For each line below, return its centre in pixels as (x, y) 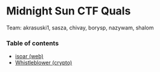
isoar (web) (29, 56)
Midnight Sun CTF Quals (69, 11)
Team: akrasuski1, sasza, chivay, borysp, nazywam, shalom (80, 28)
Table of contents (33, 43)
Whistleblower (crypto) (43, 63)
